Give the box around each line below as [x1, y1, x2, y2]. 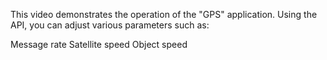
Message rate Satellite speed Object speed [10, 39, 188, 50]
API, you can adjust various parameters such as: [10, 19, 210, 31]
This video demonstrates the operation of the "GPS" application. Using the [10, 9, 318, 20]
